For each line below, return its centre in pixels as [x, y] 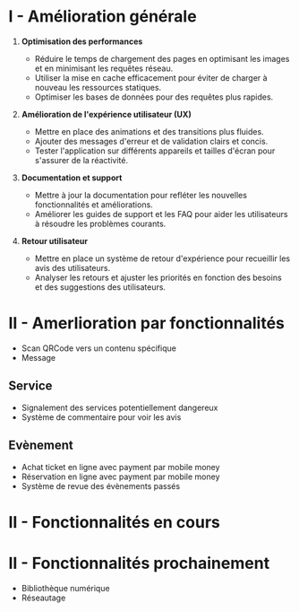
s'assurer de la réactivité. [81, 160]
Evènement [41, 446]
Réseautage [43, 598]
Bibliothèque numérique [65, 588]
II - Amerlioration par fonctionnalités [147, 323]
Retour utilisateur [55, 240]
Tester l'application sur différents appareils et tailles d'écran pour [155, 151]
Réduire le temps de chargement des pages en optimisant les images [162, 58]
